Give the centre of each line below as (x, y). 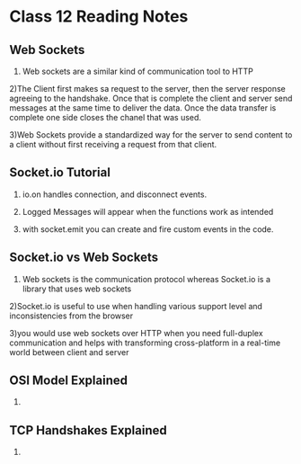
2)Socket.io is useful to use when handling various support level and (136, 306)
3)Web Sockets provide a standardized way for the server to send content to (151, 135)
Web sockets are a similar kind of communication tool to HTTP (137, 71)
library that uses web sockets (77, 289)
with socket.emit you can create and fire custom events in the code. (148, 229)
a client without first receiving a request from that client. (113, 144)
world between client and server (69, 352)
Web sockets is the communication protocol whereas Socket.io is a (146, 279)
